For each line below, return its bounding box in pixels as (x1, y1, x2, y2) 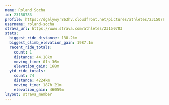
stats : (5, 31, 19, 36)
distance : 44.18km (14, 54, 52, 60)
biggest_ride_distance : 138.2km (9, 36, 78, 41)
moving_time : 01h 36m (14, 59, 59, 64)
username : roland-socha (5, 21, 55, 27)
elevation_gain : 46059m (14, 87, 64, 92)
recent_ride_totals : (9, 45, 52, 50)
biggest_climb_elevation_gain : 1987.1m (9, 40, 93, 45)
